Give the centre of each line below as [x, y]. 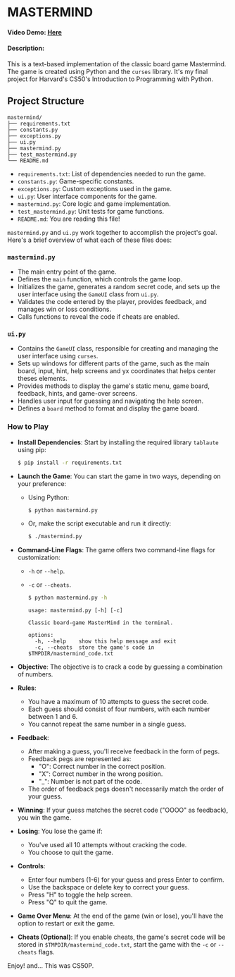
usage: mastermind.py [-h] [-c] [75, 611]
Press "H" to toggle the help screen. [80, 895]
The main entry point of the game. [67, 272]
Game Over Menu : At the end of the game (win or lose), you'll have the [120, 916]
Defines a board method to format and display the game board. [108, 408]
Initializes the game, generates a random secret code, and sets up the [119, 287]
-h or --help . [46, 571]
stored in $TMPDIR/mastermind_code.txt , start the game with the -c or [117, 945]
